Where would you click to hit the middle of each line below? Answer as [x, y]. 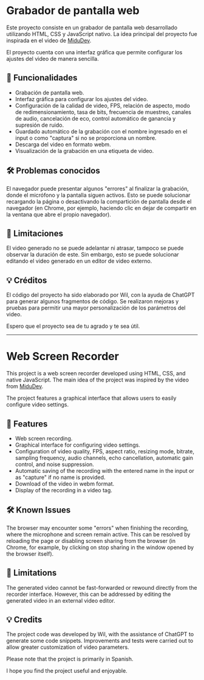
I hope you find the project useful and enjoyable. [67, 671]
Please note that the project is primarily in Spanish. [70, 659]
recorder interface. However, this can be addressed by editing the [89, 594]
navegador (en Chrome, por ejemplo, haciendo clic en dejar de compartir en [101, 208]
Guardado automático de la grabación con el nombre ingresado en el [101, 131]
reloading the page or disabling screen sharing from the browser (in [91, 540]
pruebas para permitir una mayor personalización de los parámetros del [96, 308]
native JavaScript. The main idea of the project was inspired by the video [98, 380]
